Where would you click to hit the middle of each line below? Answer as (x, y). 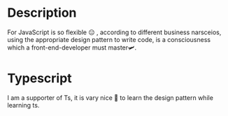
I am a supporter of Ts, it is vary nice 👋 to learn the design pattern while (110, 97)
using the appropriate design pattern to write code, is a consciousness (109, 39)
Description (42, 13)
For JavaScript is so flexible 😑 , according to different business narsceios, (114, 32)
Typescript (40, 79)
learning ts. (23, 105)
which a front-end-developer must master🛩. (72, 48)
